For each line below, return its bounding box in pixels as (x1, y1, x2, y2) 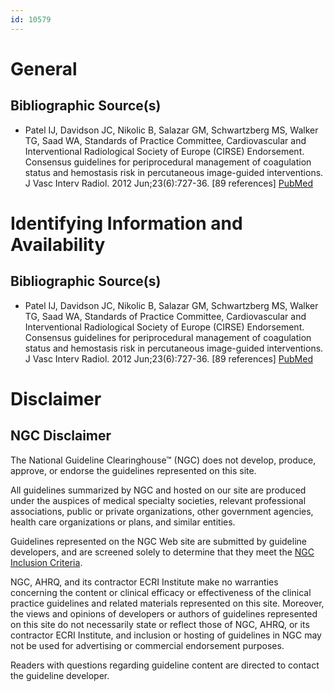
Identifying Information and (10, 212, 243, 235)
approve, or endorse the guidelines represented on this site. (10, 464, 257, 476)
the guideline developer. (10, 669, 110, 681)
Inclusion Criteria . (10, 556, 83, 568)
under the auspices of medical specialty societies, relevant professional (10, 494, 307, 506)
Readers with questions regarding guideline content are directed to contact (10, 659, 320, 671)
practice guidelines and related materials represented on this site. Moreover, (10, 597, 325, 609)
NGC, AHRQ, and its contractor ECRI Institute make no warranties (10, 576, 279, 588)
